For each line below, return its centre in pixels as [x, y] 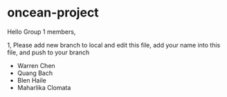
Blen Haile [31, 80]
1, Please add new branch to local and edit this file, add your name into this [114, 45]
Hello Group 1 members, [42, 32]
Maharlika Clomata [44, 87]
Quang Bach [35, 73]
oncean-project [53, 13]
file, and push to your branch [48, 52]
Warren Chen [36, 65]
